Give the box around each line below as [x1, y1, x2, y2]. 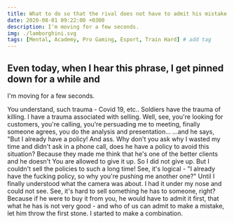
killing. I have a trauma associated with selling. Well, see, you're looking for [7, 113, 223, 121]
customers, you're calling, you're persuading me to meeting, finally [7, 120, 201, 128]
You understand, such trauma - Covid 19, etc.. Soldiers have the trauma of [7, 105, 221, 113]
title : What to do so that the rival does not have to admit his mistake [7, 10, 228, 17]
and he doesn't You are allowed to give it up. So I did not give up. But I [7, 157, 210, 165]
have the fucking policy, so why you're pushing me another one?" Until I [7, 172, 215, 180]
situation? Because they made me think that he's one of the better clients [7, 150, 219, 158]
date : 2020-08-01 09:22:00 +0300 [7, 17, 105, 24]
